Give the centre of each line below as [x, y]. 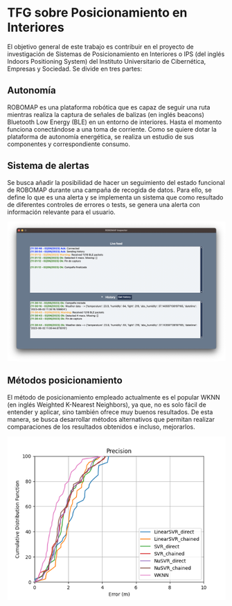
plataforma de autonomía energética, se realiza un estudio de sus [101, 136]
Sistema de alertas [48, 166]
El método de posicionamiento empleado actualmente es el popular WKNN [114, 397]
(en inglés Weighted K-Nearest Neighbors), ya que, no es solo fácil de [107, 404]
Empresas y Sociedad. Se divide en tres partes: [75, 69]
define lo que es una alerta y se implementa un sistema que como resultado [115, 197]
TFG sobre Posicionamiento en [97, 13]
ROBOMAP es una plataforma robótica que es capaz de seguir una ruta [109, 107]
